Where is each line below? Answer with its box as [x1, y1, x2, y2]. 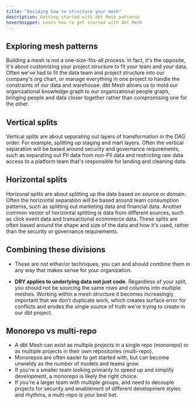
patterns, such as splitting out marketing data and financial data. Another [6, 203, 182, 210]
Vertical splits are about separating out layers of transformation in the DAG [6, 133, 185, 140]
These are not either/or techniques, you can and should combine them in [14, 260, 191, 267]
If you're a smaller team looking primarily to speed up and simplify [14, 366, 174, 374]
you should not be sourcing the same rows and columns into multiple [14, 284, 181, 291]
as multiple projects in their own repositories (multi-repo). [14, 348, 154, 355]
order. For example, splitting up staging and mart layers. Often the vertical [6, 139, 184, 146]
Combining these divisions [6, 245, 106, 255]
